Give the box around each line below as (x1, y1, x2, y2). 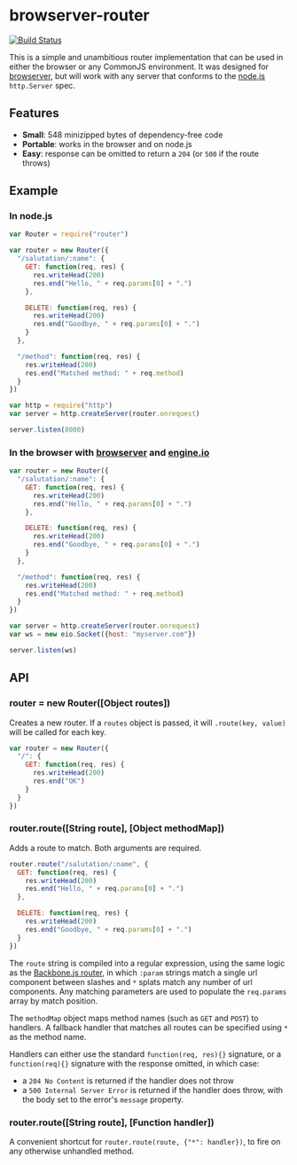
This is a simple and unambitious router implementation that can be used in (9, 51, 284, 62)
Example (9, 184, 59, 199)
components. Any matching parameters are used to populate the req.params (9, 986, 287, 997)
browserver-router (9, 5, 150, 26)
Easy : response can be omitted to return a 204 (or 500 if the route (21, 148, 260, 159)
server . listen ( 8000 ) (9, 426, 86, 434)
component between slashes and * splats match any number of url (9, 976, 253, 987)
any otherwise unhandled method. (9, 1145, 135, 1156)
